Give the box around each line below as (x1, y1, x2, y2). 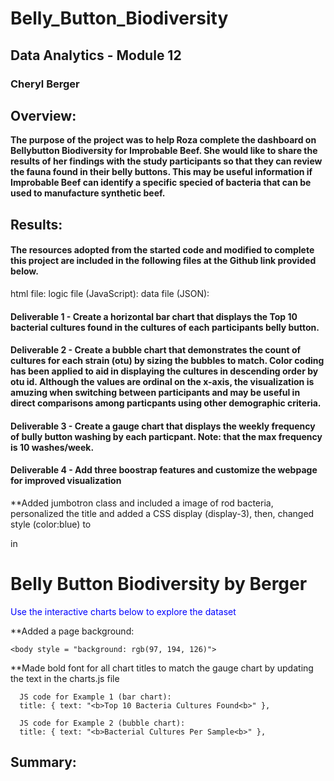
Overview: (10, 107, 77, 124)
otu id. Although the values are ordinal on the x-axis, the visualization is (10, 376, 315, 388)
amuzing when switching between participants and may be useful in (10, 387, 301, 399)
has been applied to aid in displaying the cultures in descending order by (10, 365, 319, 377)
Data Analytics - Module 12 (10, 47, 182, 64)
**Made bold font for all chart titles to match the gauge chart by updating (10, 662, 314, 674)
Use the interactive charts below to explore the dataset (10, 605, 237, 617)
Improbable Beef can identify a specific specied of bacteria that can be (10, 177, 312, 189)
